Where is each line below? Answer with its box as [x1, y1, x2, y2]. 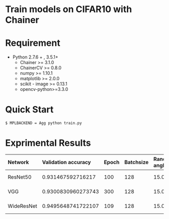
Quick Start [5, 104, 54, 116]
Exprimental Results [5, 137, 92, 149]
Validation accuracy [42, 159, 92, 166]
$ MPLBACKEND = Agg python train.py [5, 121, 82, 126]
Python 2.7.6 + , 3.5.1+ [12, 54, 59, 60]
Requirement [5, 37, 60, 49]
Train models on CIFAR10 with [5, 4, 132, 15]
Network [8, 159, 29, 166]
